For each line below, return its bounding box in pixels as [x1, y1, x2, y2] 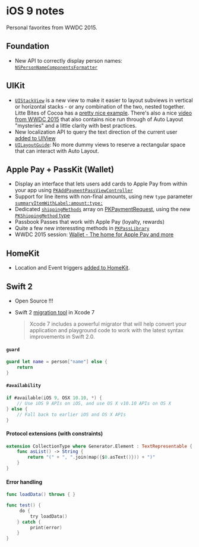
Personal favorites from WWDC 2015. [6, 24, 97, 31]
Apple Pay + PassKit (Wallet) [6, 164, 115, 174]
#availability [6, 383, 42, 389]
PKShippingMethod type [14, 212, 70, 219]
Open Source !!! [14, 297, 53, 304]
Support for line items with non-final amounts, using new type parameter [14, 193, 193, 200]
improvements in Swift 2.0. [29, 333, 95, 340]
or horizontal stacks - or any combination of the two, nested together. [14, 103, 185, 110]
